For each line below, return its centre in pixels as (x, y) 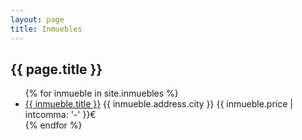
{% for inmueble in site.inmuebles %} (101, 93)
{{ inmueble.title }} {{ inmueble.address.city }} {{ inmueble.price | (158, 104)
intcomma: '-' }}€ (60, 115)
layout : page (37, 19)
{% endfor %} (53, 125)
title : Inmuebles (46, 29)
